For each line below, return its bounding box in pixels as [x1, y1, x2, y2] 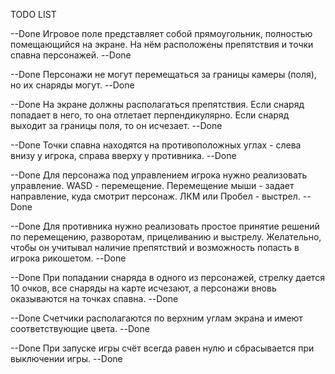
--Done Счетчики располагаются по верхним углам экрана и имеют [10, 312, 303, 324]
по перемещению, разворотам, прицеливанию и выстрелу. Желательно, [10, 231, 322, 243]
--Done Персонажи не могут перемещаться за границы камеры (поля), [10, 69, 317, 80]
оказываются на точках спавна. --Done [10, 293, 179, 304]
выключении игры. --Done [10, 353, 123, 364]
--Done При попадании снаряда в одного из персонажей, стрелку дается [10, 272, 325, 283]
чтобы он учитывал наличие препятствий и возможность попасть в [10, 242, 300, 253]
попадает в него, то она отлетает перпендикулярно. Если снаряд [10, 109, 290, 121]
